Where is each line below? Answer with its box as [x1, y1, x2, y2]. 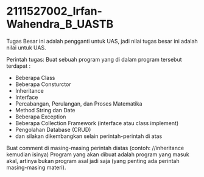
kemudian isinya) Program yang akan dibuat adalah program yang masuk [6, 151, 190, 158]
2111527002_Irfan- [6, 4, 102, 18]
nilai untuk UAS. [6, 44, 47, 51]
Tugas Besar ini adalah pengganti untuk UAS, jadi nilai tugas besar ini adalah [6, 37, 198, 45]
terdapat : [6, 62, 31, 70]
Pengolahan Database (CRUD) [15, 126, 91, 133]
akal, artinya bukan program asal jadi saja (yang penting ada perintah [6, 157, 180, 164]
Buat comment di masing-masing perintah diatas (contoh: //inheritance [6, 144, 185, 151]
